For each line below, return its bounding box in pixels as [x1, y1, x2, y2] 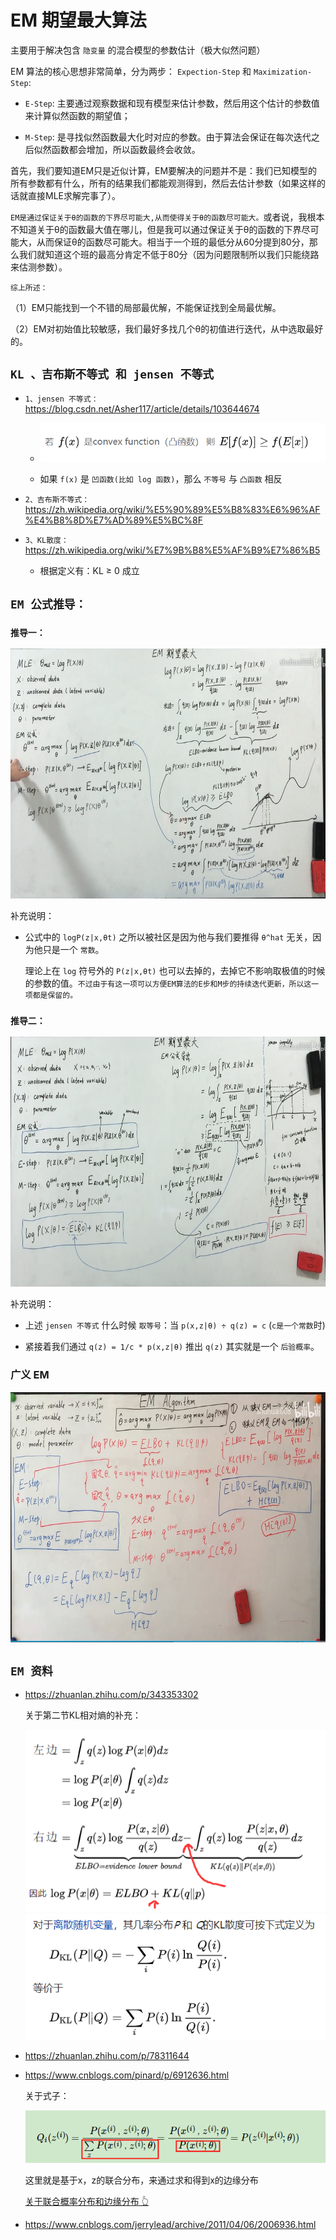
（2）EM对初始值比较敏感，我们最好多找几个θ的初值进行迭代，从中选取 [10, 322, 307, 335]
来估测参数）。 [10, 261, 68, 273]
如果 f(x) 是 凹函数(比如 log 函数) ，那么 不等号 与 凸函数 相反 [39, 473, 283, 485]
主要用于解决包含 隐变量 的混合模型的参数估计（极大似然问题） [10, 44, 266, 56]
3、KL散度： [24, 536, 69, 546]
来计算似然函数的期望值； [24, 109, 131, 121]
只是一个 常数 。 [42, 944, 105, 956]
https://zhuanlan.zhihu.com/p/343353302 [24, 1689, 199, 1701]
